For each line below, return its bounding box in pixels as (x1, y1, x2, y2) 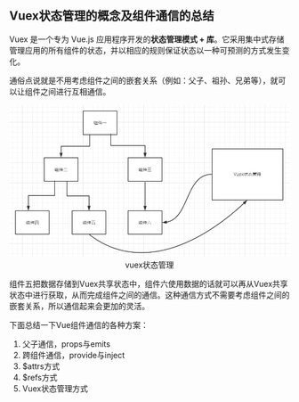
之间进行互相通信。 (39, 86, 111, 96)
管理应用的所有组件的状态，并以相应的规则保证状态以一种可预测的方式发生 (9, 45, 282, 55)
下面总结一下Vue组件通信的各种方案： (9, 320, 149, 331)
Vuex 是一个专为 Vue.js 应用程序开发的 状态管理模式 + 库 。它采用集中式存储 (9, 34, 285, 45)
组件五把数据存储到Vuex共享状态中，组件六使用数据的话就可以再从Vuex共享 (9, 279, 288, 290)
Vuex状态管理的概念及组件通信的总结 (9, 8, 215, 24)
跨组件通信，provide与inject (21, 350, 125, 361)
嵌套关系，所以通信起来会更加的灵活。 (9, 301, 149, 312)
